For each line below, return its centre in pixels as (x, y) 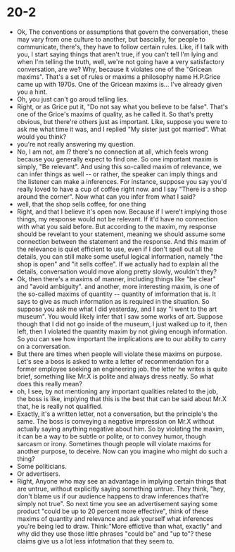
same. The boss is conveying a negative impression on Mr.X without (115, 421)
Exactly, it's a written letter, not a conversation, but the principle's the (117, 414)
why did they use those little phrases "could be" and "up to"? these (114, 534)
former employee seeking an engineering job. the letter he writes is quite (122, 369)
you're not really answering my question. (76, 144)
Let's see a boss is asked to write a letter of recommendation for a (113, 361)
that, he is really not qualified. (60, 406)
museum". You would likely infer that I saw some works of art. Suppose (120, 316)
